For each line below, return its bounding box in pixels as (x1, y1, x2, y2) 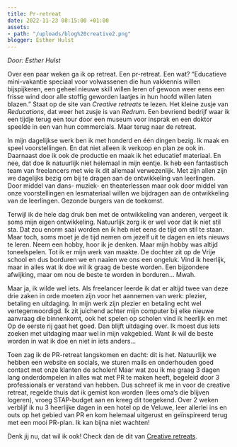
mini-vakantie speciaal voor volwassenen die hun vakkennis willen (7, 77, 201, 86)
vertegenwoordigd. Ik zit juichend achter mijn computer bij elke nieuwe (7, 307, 214, 315)
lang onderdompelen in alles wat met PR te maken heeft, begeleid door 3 (7, 373, 220, 382)
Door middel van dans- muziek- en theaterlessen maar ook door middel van (7, 181, 229, 190)
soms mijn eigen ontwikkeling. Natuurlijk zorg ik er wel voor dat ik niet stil (7, 217, 221, 227)
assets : (7, 23, 30, 30)
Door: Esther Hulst (7, 56, 62, 64)
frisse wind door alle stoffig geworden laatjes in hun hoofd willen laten (7, 93, 212, 101)
